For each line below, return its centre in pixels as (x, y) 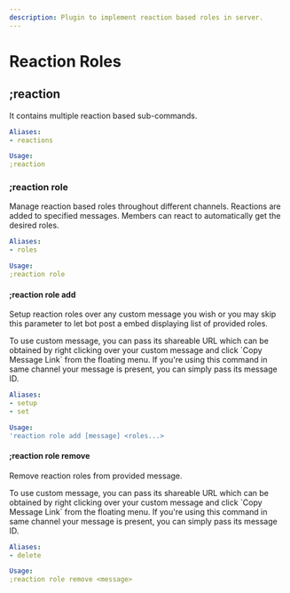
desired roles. (34, 225)
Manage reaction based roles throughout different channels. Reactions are (145, 206)
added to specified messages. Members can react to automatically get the (145, 216)
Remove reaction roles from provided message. (96, 476)
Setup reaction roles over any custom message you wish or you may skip (143, 314)
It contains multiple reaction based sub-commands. (103, 116)
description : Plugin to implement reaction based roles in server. (137, 17)
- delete (25, 555)
